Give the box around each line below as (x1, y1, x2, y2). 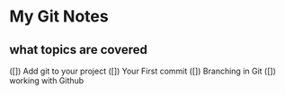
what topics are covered (9, 42, 148, 57)
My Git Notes (9, 6, 110, 27)
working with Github (9, 75, 85, 86)
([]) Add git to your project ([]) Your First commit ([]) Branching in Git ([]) (9, 65, 277, 76)
